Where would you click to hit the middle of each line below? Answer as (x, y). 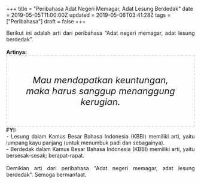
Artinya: (16, 52)
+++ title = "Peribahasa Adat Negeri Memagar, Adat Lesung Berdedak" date (100, 9)
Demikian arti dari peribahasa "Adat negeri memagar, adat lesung (100, 168)
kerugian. (100, 102)
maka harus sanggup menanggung (100, 91)
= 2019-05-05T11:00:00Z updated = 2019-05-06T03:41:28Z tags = (89, 15)
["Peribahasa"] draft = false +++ (46, 21)
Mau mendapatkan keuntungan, (100, 80)
